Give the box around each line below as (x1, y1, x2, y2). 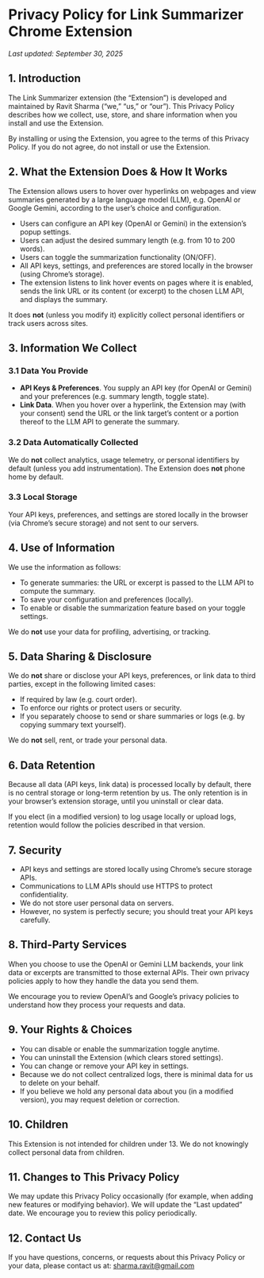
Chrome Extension (8, 22, 133, 41)
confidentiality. (19, 890, 69, 900)
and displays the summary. (19, 294, 109, 304)
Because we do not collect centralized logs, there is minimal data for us (19, 1069, 254, 1079)
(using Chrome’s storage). (19, 269, 105, 279)
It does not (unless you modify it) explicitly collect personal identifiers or (8, 310, 245, 319)
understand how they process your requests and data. (8, 1000, 186, 1009)
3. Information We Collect (8, 341, 137, 354)
